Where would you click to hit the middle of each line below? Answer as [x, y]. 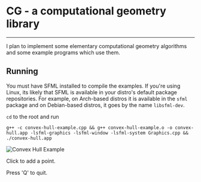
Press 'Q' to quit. [27, 172]
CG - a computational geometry [86, 11]
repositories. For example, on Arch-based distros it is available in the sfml [97, 99]
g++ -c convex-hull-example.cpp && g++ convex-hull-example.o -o [89, 127]
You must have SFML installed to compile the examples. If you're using [93, 86]
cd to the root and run [33, 117]
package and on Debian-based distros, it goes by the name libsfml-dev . [95, 105]
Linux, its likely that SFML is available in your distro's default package [92, 92]
